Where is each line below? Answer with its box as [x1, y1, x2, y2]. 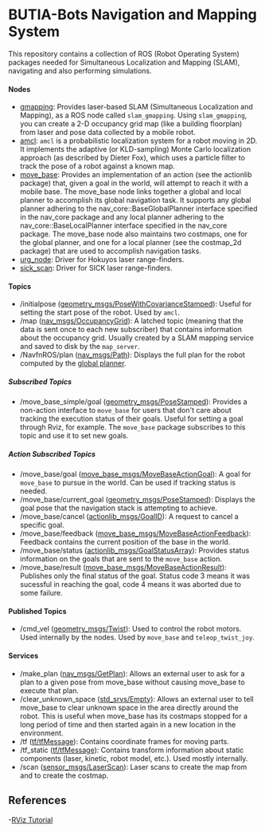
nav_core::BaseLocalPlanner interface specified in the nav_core [19, 221, 228, 231]
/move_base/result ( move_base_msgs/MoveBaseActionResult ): [19, 563, 227, 572]
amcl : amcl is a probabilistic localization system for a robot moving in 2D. [19, 136, 258, 145]
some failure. [19, 588, 64, 598]
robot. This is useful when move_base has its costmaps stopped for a [19, 711, 248, 720]
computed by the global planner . [19, 359, 127, 368]
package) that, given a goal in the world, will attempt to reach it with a [19, 178, 249, 188]
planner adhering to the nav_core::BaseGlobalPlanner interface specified [19, 204, 258, 213]
